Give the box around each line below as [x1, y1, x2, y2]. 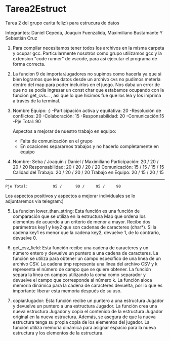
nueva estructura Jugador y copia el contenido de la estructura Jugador [12, 308, 163, 314]
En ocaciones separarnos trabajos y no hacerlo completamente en [20, 143, 159, 149]
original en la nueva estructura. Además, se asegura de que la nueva [12, 314, 156, 320]
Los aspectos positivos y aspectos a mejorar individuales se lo [5, 193, 136, 199]
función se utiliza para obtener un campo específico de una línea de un [12, 255, 161, 261]
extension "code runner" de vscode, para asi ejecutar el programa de [12, 55, 158, 61]
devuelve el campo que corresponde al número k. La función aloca [12, 277, 152, 283]
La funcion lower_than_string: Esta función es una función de [12, 208, 140, 214]
